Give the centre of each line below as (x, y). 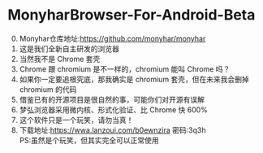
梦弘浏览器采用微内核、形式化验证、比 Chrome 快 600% (114, 109)
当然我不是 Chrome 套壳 (60, 59)
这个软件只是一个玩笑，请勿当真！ (76, 120)
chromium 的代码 (48, 89)
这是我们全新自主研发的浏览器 (69, 48)
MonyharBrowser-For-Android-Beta (131, 15)
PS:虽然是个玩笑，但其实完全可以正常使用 (89, 140)
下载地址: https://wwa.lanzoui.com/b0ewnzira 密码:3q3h (112, 130)
